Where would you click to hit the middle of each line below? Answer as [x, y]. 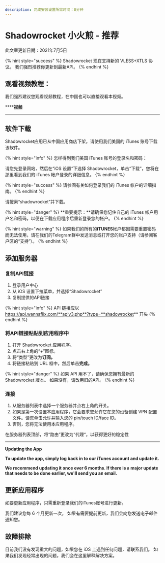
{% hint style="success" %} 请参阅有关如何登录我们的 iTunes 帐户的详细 [79, 185]
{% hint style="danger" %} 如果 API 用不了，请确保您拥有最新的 [70, 374]
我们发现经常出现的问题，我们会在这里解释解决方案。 [63, 556]
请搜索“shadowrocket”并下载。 [36, 202]
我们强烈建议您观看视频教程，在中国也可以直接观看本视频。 [65, 97]
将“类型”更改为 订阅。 [34, 357]
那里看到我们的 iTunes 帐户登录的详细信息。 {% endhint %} [65, 175]
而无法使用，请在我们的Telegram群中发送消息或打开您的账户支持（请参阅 [79, 235]
